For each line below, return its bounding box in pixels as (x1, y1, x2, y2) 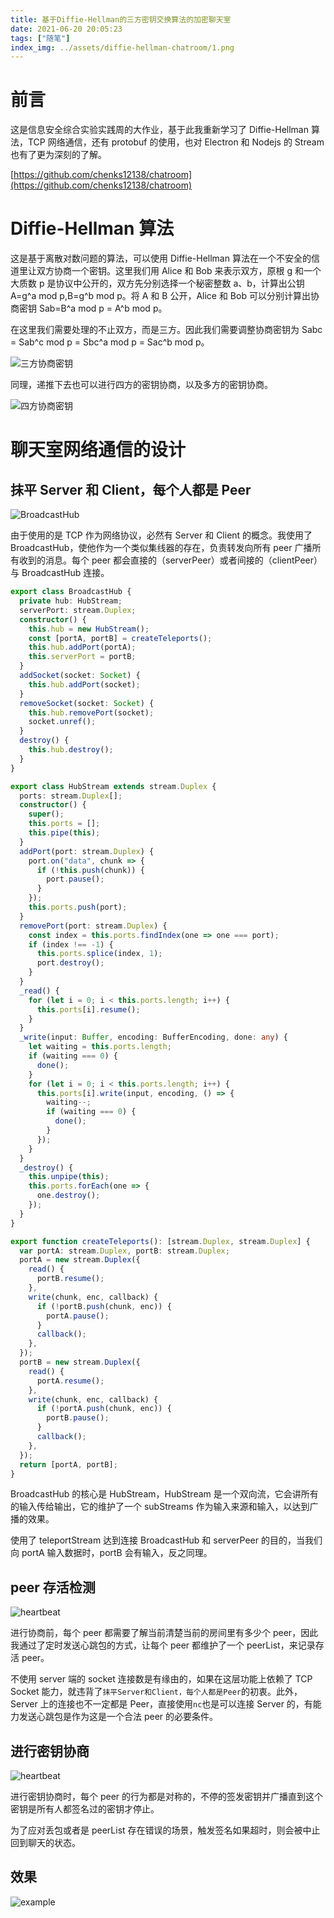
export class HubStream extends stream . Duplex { (10, 781, 217, 791)
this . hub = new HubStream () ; (28, 624, 150, 634)
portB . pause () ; (46, 1413, 110, 1423)
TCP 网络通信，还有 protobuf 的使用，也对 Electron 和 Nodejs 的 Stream (27, 136, 325, 148)
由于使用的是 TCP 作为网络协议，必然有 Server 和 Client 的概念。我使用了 (10, 529, 313, 541)
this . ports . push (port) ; (28, 902, 128, 912)
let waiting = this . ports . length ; (28, 1042, 172, 1052)
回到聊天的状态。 (10, 1837, 81, 1848)
